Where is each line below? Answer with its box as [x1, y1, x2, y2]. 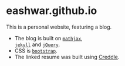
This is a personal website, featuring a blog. [6, 23, 112, 30]
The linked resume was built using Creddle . [14, 53, 120, 60]
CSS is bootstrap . [14, 47, 58, 54]
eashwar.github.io [6, 4, 97, 18]
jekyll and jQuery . [14, 41, 60, 48]
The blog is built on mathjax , [14, 34, 83, 41]
